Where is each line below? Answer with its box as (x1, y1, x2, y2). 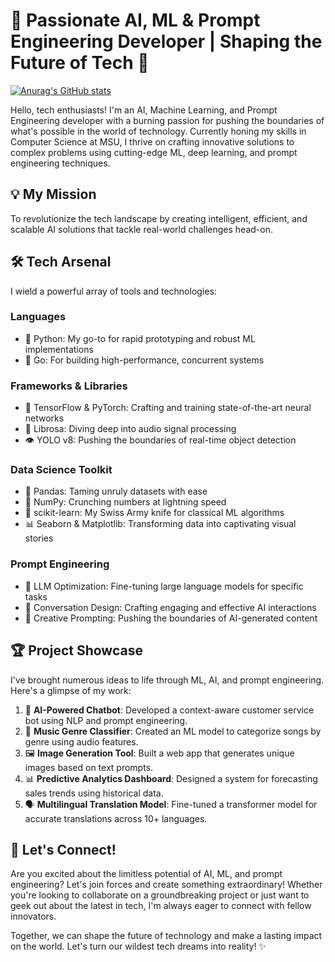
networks (24, 412, 65, 424)
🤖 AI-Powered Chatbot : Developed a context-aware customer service (24, 704, 315, 716)
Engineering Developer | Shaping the (10, 30, 323, 53)
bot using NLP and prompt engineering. (24, 714, 188, 726)
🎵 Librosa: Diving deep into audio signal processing (24, 423, 237, 435)
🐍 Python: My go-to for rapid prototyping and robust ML (24, 332, 256, 344)
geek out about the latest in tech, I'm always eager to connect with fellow (10, 900, 312, 912)
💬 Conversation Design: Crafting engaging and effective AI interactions (24, 601, 317, 613)
